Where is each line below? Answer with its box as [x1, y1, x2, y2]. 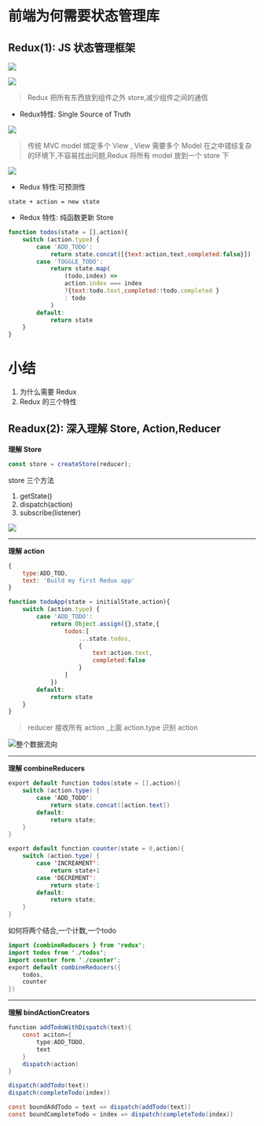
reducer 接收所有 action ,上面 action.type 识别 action [27, 723, 198, 732]
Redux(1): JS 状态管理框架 [8, 41, 136, 54]
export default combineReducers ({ [8, 963, 122, 971]
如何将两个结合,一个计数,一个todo [8, 925, 116, 935]
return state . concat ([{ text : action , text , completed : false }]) [49, 250, 251, 258]
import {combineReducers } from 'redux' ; [8, 941, 146, 949]
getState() [19, 491, 53, 500]
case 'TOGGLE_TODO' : [36, 257, 104, 266]
